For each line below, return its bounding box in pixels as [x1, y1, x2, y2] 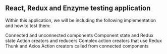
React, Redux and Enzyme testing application [5, 4, 151, 12]
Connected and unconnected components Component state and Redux [5, 32, 154, 38]
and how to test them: [5, 22, 51, 28]
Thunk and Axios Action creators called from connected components [5, 42, 149, 49]
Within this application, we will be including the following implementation [5, 17, 156, 23]
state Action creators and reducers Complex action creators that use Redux [5, 37, 162, 43]
